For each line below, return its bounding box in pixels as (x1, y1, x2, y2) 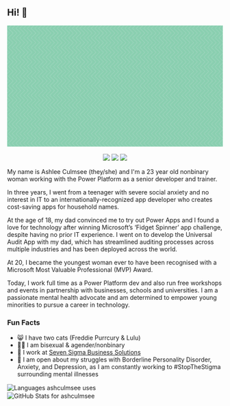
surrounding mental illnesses (16, 370, 99, 378)
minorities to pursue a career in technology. (7, 301, 130, 309)
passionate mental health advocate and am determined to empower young (7, 294, 217, 302)
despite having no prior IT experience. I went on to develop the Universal (7, 231, 212, 239)
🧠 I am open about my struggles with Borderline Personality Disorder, (16, 355, 212, 364)
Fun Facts (7, 318, 40, 327)
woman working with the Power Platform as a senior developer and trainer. (7, 175, 218, 183)
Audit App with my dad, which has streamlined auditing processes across (7, 238, 214, 246)
